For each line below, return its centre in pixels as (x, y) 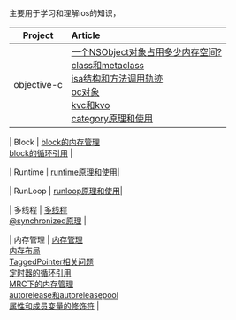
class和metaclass (107, 65)
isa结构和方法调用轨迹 (117, 78)
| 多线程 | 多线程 (38, 210)
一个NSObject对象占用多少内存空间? (147, 52)
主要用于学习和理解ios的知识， (65, 13)
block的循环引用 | (41, 153)
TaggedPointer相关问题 (52, 261)
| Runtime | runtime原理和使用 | (65, 172)
